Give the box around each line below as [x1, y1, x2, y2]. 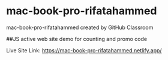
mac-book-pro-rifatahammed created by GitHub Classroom [6, 24, 154, 31]
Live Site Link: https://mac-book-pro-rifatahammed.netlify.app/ [6, 46, 162, 54]
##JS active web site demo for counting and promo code [6, 35, 148, 42]
